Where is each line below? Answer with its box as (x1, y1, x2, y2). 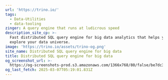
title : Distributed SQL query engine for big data (5, 53, 113, 59)
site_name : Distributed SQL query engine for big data (5, 49, 122, 54)
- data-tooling (9, 21, 41, 26)
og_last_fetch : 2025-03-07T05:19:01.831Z (5, 68, 93, 73)
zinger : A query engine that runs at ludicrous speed (5, 26, 120, 31)
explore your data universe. (9, 40, 70, 45)
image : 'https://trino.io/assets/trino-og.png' (5, 44, 106, 49)
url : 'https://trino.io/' (5, 7, 59, 12)
